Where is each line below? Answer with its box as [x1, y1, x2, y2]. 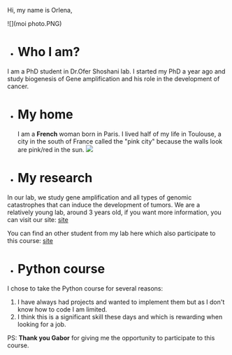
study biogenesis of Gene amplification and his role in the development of [7, 74, 220, 83]
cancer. [7, 82, 29, 90]
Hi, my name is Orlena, [7, 6, 73, 14]
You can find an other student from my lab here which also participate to [7, 229, 216, 237]
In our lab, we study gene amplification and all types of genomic [7, 193, 192, 202]
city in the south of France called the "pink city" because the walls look [17, 137, 223, 146]
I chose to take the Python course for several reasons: [7, 284, 164, 293]
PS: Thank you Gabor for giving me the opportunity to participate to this [7, 333, 215, 342]
